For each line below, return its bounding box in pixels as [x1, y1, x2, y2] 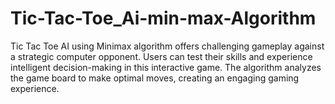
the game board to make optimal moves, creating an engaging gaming [10, 72, 300, 84]
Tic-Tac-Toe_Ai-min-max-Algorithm [10, 7, 317, 30]
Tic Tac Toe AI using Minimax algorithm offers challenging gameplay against [10, 40, 325, 52]
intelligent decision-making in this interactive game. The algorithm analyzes [10, 61, 322, 73]
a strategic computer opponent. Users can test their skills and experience [10, 50, 313, 62]
